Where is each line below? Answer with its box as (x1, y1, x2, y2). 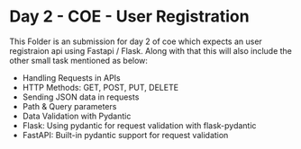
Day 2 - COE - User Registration (9, 6, 250, 27)
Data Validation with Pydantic (22, 110, 132, 121)
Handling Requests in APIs (22, 72, 121, 83)
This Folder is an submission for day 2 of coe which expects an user (9, 36, 263, 47)
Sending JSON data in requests (22, 92, 140, 102)
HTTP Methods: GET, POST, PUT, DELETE (22, 82, 178, 92)
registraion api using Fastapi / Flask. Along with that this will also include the (9, 45, 293, 56)
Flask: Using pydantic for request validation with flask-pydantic (22, 119, 257, 131)
